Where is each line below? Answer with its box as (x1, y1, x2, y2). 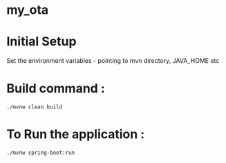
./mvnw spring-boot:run (6, 149, 75, 156)
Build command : (6, 81, 105, 97)
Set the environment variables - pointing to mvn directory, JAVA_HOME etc (6, 57, 220, 65)
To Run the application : (6, 126, 145, 142)
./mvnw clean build (6, 104, 63, 111)
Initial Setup (6, 34, 77, 50)
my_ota (6, 2, 49, 18)
